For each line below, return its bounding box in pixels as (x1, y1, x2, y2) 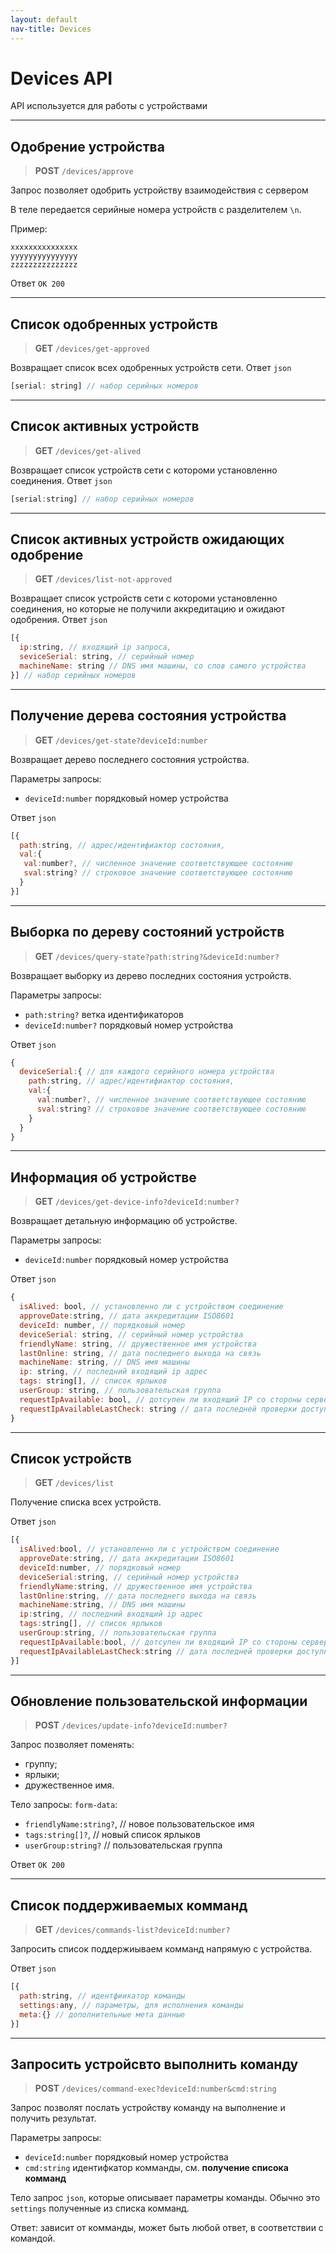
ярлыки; (24, 1769, 60, 1781)
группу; (24, 1758, 58, 1770)
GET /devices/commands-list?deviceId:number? (34, 1924, 231, 1936)
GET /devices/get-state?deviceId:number (34, 734, 208, 746)
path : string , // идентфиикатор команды (19, 1991, 186, 2001)
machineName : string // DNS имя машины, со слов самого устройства (19, 661, 307, 671)
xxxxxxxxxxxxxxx (10, 242, 78, 253)
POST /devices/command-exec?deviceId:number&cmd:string (34, 2082, 277, 2095)
